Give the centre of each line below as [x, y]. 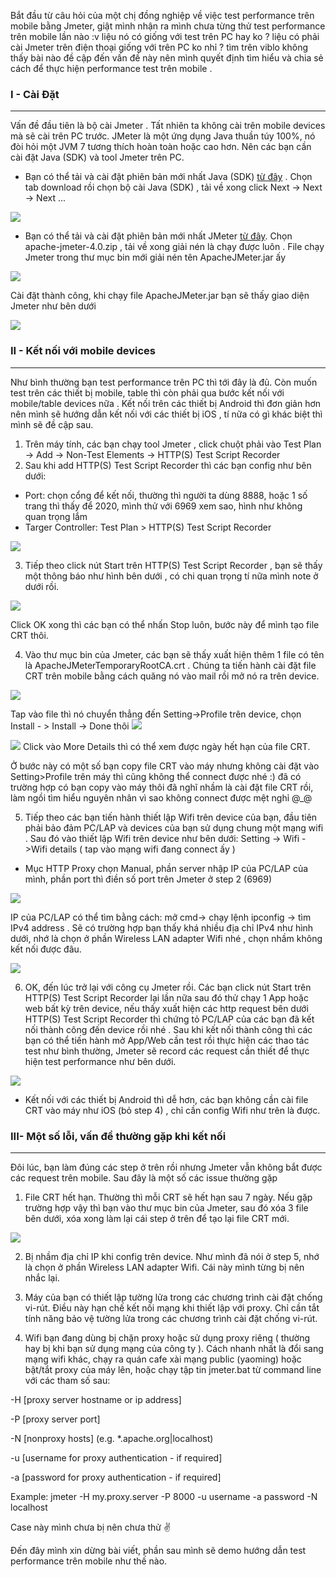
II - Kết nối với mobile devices [83, 351]
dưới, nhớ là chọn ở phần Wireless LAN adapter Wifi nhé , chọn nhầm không [166, 938]
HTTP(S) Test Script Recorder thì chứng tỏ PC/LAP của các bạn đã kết [169, 1019]
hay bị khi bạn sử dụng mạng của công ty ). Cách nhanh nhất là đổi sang [174, 1348]
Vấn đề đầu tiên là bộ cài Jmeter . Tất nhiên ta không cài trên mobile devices [168, 126]
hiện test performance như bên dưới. [100, 1061]
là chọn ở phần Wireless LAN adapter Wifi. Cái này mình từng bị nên [164, 1267]
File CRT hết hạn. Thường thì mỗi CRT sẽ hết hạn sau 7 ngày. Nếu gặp [168, 1197]
